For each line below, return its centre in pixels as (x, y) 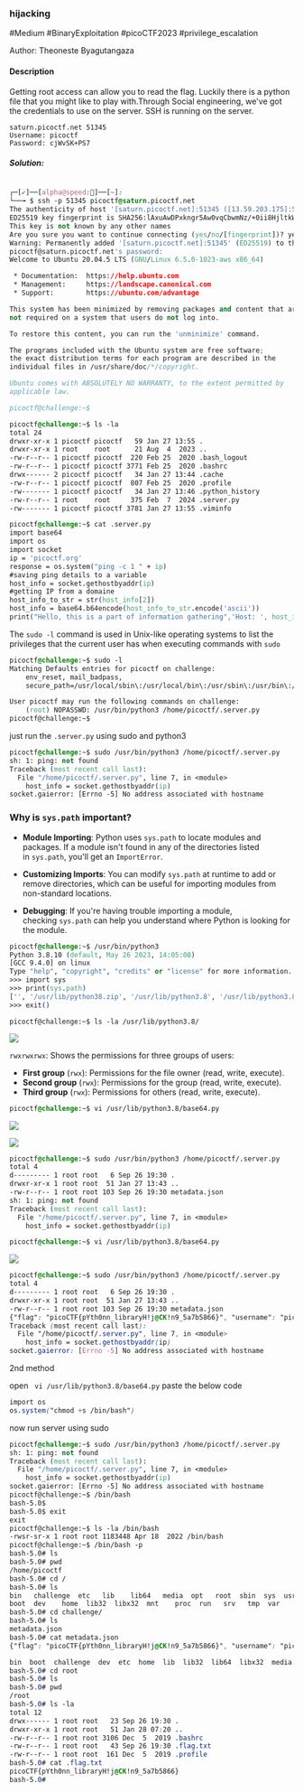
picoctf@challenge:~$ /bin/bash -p (76, 1545)
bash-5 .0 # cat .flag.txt (56, 1763)
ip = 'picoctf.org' (46, 558)
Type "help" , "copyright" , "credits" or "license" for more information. (151, 972)
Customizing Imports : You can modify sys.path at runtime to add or (149, 873)
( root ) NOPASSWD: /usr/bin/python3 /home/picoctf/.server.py (142, 710)
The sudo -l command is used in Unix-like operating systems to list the (142, 634)
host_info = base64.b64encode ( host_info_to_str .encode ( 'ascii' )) (134, 609)
